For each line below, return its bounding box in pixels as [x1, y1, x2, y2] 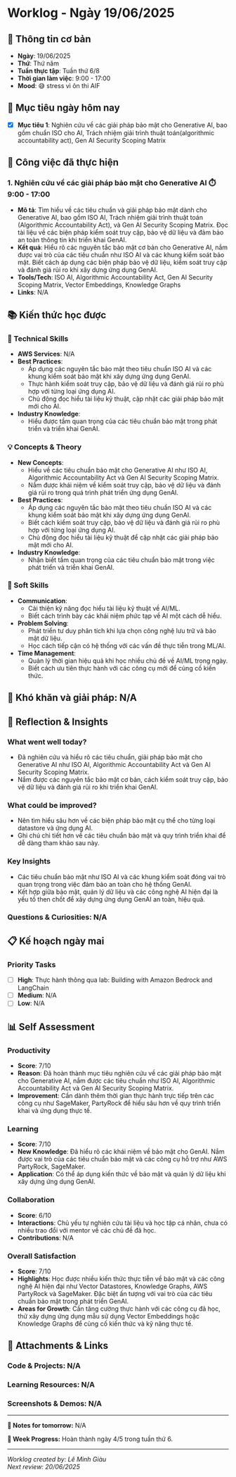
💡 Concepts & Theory [7, 442, 82, 452]
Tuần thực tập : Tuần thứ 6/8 [17, 67, 100, 75]
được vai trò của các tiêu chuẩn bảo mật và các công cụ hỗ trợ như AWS [17, 1155, 228, 1164]
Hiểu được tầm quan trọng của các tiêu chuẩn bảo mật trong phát [27, 417, 218, 425]
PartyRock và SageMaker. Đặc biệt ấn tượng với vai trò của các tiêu [17, 1289, 213, 1297]
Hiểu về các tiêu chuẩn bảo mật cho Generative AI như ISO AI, [27, 466, 208, 474]
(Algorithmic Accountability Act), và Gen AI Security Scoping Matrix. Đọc [17, 220, 228, 229]
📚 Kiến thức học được [7, 309, 107, 321]
